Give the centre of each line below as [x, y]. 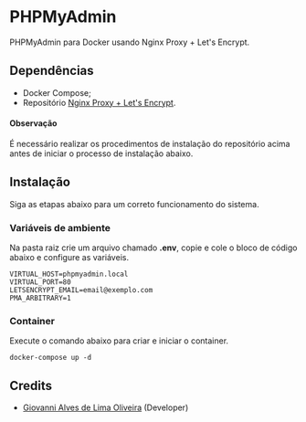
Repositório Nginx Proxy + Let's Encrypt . [99, 102]
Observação [33, 123]
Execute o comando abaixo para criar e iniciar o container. [119, 341]
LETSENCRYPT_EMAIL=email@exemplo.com [81, 290]
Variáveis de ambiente [60, 227]
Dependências [52, 71]
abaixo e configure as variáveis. [69, 258]
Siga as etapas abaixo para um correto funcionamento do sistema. [134, 204]
